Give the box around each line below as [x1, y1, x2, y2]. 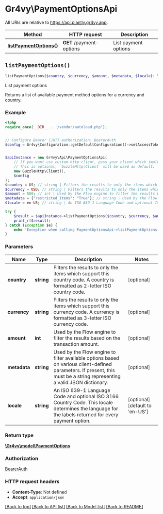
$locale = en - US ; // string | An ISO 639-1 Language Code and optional [5, 200, 153, 205]
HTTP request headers [5, 478, 60, 485]
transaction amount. [53, 340, 99, 347]
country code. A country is [53, 276, 114, 283]
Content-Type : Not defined [12, 489, 67, 495]
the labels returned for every [53, 411, 119, 418]
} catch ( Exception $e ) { [5, 223, 57, 228]
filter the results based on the [53, 335, 120, 341]
